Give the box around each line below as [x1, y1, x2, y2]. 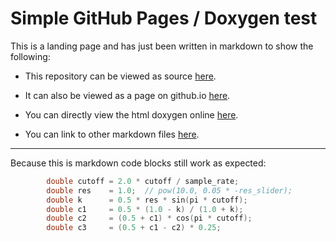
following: [10, 50, 51, 62]
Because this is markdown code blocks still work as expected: [10, 157, 267, 169]
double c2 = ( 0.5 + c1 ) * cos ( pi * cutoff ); [46, 213, 253, 224]
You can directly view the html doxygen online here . [24, 108, 239, 121]
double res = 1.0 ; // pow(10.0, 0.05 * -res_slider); [46, 185, 293, 196]
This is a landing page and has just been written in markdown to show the [10, 40, 314, 52]
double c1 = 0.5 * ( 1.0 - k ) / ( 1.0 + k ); [46, 204, 244, 214]
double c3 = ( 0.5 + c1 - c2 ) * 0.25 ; [46, 223, 222, 233]
